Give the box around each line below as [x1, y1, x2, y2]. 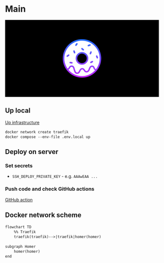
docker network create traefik [5, 130, 69, 134]
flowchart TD [5, 224, 32, 229]
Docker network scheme [5, 211, 82, 219]
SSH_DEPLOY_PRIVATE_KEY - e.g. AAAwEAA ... [12, 174, 98, 179]
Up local [5, 107, 31, 115]
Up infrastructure [5, 119, 40, 125]
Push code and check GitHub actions [5, 186, 95, 193]
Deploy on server [5, 148, 59, 156]
